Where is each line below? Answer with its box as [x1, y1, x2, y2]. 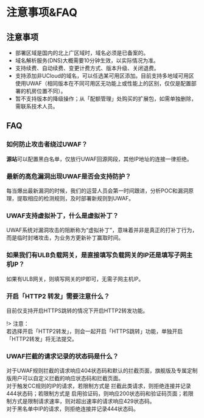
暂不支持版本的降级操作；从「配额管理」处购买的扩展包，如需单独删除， [15, 95, 197, 102]
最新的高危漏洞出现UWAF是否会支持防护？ [6, 172, 132, 180]
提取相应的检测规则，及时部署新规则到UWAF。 [16, 194, 135, 202]
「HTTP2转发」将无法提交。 [6, 335, 77, 342]
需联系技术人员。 [15, 103, 58, 110]
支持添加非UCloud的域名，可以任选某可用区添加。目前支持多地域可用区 [15, 72, 195, 79]
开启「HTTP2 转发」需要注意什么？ [6, 291, 110, 300]
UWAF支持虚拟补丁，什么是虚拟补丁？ [6, 211, 119, 220]
